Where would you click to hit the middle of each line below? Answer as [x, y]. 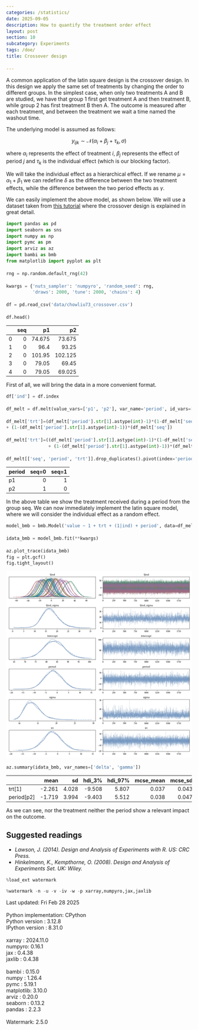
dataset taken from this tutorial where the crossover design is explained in [96, 206]
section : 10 [21, 38]
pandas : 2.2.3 [24, 1009]
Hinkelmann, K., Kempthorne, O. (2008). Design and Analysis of [92, 862]
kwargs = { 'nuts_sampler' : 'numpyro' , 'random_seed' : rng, [80, 286]
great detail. [21, 212]
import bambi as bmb [32, 255]
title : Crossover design [37, 56]
